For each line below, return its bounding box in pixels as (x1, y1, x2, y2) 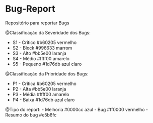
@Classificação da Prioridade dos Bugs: (5, 70, 89, 76)
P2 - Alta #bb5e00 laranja (12, 86, 66, 92)
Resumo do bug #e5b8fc (5, 112, 57, 118)
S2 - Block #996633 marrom (12, 45, 72, 51)
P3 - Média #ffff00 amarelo (12, 91, 69, 97)
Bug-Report (5, 3, 55, 15)
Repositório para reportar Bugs (5, 20, 69, 26)
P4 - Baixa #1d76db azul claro (12, 97, 75, 103)
